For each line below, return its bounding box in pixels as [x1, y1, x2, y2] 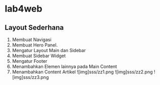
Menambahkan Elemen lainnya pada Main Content [12, 64, 117, 69]
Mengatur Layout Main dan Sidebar [12, 48, 86, 53]
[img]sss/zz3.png [12, 74, 49, 80]
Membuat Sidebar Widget [12, 53, 66, 59]
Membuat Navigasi [12, 36, 52, 42]
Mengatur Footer [12, 58, 48, 64]
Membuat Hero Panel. [12, 42, 58, 48]
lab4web [5, 3, 43, 15]
